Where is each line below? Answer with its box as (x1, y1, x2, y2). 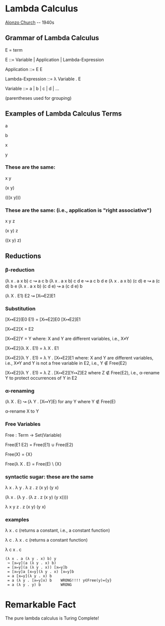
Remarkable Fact (5, 599, 76, 610)
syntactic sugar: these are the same (5, 473, 94, 480)
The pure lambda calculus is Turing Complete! (5, 615, 99, 621)
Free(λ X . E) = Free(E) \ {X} (5, 461, 62, 467)
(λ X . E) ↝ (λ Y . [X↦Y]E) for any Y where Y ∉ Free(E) (5, 399, 116, 405)
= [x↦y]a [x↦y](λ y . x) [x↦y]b (7, 569, 74, 574)
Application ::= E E (5, 66, 43, 72)
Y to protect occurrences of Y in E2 (5, 375, 77, 381)
